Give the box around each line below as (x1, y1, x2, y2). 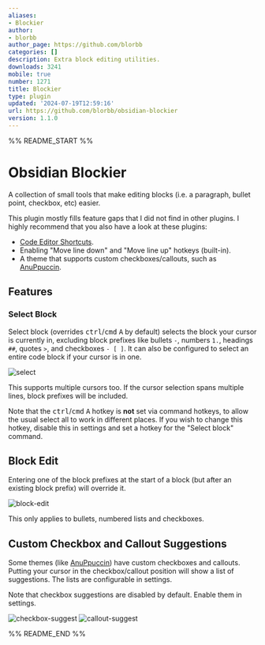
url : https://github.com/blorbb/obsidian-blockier (8, 107, 178, 115)
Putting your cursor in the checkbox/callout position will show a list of (8, 566, 234, 576)
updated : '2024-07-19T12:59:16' (8, 99, 114, 107)
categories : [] (8, 48, 58, 56)
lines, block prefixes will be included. (8, 391, 129, 400)
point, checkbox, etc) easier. (8, 198, 101, 208)
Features (8, 285, 53, 298)
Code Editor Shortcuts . (19, 237, 95, 246)
